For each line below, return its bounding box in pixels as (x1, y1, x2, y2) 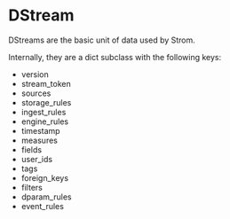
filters (20, 182, 44, 192)
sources (20, 88, 52, 98)
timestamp (20, 125, 60, 136)
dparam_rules (20, 192, 72, 202)
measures (20, 135, 59, 145)
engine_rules (20, 116, 68, 127)
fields (20, 144, 42, 155)
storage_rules (20, 97, 72, 107)
